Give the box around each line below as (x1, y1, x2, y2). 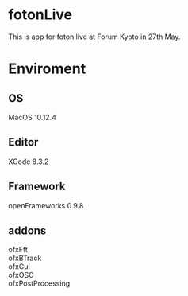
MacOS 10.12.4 (8, 112, 57, 122)
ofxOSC (8, 271, 34, 280)
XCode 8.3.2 (8, 157, 49, 166)
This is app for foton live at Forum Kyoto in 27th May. (8, 32, 181, 41)
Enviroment (8, 60, 86, 78)
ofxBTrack (8, 253, 42, 263)
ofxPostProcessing (8, 278, 71, 288)
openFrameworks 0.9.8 (8, 201, 84, 210)
